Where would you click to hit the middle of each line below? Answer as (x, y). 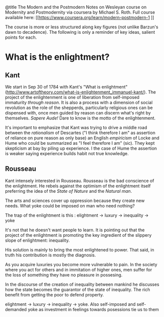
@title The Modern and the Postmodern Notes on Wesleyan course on (76, 7)
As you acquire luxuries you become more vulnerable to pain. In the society (81, 264)
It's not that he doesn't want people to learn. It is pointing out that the (75, 230)
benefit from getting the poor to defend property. (55, 294)
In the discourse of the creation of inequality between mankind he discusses (82, 284)
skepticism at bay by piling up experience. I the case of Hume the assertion (81, 148)
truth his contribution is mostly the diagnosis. (51, 255)
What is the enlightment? (57, 57)
